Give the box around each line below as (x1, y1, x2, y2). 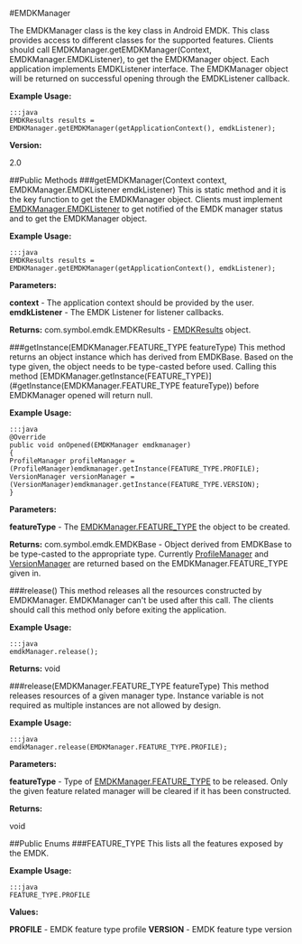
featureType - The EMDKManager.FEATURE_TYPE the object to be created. (9, 521, 291, 532)
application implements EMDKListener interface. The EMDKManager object (9, 63, 288, 74)
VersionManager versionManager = (9, 472, 135, 481)
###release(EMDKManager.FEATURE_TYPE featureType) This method (9, 681, 269, 691)
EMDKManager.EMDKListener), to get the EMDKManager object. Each (9, 54, 270, 64)
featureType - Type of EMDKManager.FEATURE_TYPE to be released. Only (9, 776, 288, 787)
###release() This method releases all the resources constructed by (9, 585, 262, 595)
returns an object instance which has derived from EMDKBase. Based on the (9, 351, 294, 362)
